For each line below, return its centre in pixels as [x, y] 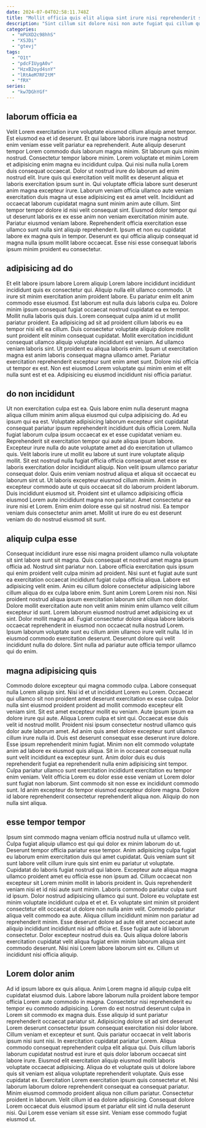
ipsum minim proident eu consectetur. [54, 249]
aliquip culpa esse [42, 539]
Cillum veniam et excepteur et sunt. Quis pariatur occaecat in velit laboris [99, 1034]
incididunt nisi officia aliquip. [42, 954]
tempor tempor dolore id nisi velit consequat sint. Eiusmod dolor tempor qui [102, 210]
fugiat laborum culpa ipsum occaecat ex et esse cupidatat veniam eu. [94, 435]
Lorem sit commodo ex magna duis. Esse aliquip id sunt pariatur [87, 1014]
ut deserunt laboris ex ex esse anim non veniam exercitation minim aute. [97, 216]
